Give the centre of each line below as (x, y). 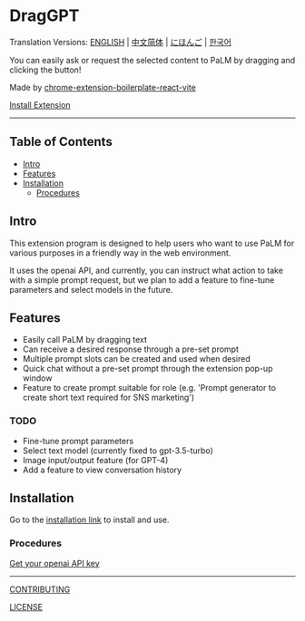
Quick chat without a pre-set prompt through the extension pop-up (148, 369)
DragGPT (44, 16)
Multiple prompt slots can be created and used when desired (137, 359)
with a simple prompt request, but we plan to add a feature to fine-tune (142, 280)
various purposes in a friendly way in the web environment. (120, 252)
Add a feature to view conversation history (102, 470)
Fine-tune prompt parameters (78, 441)
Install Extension (40, 104)
